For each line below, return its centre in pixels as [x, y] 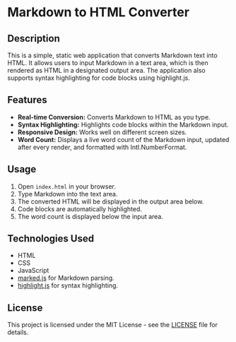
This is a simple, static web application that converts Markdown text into [112, 55]
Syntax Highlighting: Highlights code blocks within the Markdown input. [123, 124]
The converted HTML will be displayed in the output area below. [111, 201]
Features [27, 100]
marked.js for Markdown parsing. [66, 278]
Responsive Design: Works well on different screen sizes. [102, 132]
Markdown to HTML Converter [98, 12]
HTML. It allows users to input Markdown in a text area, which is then [108, 63]
